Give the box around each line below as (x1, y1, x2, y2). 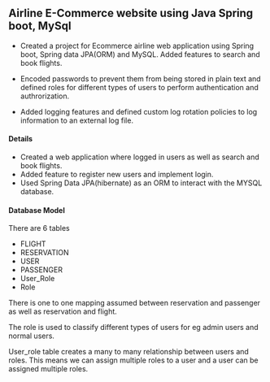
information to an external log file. (20, 115, 134, 125)
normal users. (8, 331, 55, 341)
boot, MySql (8, 20, 72, 33)
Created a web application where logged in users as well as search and (20, 152, 260, 162)
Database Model (8, 205, 65, 215)
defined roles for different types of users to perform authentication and (20, 82, 259, 92)
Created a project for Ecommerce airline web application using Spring (20, 41, 255, 50)
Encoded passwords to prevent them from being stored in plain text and (20, 73, 262, 84)
